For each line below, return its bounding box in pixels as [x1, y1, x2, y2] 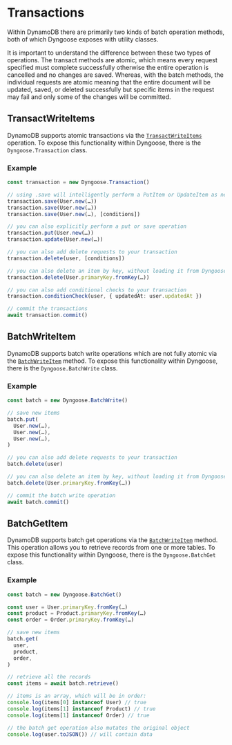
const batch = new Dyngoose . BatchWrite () [7, 397, 128, 404]
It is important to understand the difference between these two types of [7, 48, 211, 57]
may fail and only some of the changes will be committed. [7, 92, 171, 101]
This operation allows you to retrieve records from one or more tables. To [7, 544, 215, 552]
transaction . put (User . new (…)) [7, 230, 95, 237]
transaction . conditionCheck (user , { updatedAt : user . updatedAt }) [7, 293, 202, 300]
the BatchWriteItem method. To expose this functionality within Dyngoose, [7, 357, 218, 365]
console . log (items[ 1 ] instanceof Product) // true [7, 705, 156, 712]
